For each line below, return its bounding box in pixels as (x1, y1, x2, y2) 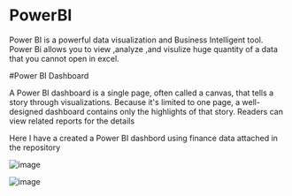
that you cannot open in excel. (9, 53, 119, 64)
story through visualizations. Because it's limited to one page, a (9, 96, 241, 107)
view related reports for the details (9, 116, 135, 126)
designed (9, 106, 44, 117)
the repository (9, 142, 61, 153)
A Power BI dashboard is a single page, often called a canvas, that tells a (9, 87, 274, 98)
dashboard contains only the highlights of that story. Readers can (45, 106, 283, 117)
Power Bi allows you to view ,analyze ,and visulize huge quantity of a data (9, 43, 279, 54)
